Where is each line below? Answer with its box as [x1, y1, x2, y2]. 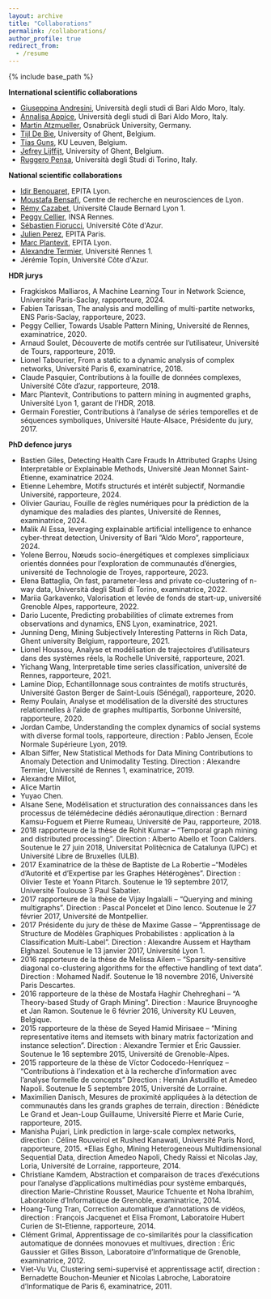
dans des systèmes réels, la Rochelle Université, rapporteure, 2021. [19, 654, 245, 662]
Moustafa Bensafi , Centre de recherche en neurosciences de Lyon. [19, 195, 244, 204]
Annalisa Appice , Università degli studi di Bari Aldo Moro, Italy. [19, 112, 228, 121]
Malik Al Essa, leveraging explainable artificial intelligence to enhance [19, 524, 252, 534]
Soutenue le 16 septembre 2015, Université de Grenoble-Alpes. [19, 1050, 230, 1058]
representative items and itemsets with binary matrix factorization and [19, 1032, 254, 1041]
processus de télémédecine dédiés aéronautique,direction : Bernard [19, 808, 248, 818]
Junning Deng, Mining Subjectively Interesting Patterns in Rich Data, [19, 628, 248, 637]
